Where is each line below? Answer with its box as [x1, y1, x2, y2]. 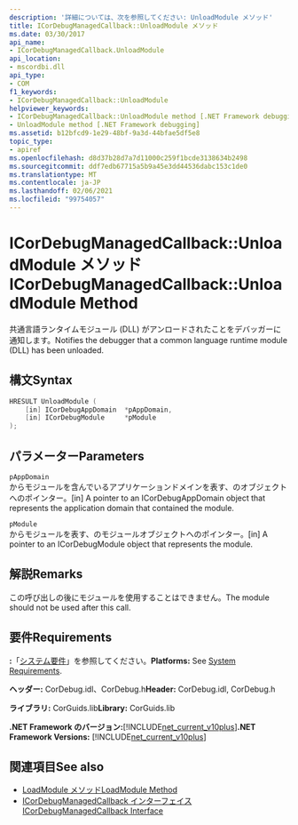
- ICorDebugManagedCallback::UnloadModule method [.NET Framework [9, 112, 260, 121]
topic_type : [9, 137, 53, 146]
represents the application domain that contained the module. [9, 502, 235, 513]
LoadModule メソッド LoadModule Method [21, 784, 177, 796]
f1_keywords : [9, 87, 58, 96]
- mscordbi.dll [9, 63, 66, 72]
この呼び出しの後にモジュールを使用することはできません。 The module [9, 592, 271, 603]
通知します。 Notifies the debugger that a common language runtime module [9, 334, 288, 345]
